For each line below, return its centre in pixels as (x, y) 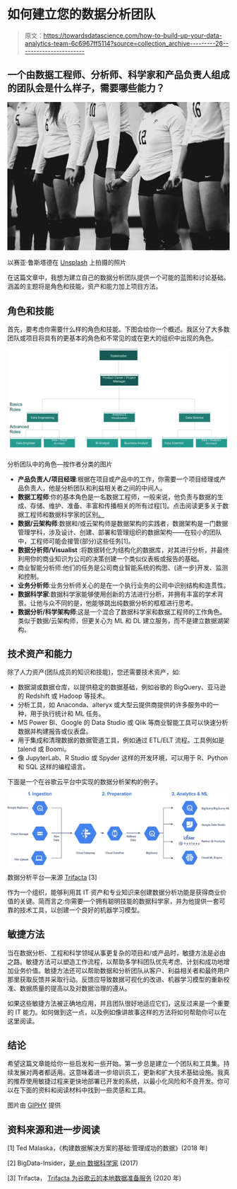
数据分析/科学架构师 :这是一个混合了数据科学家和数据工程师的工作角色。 (122, 611)
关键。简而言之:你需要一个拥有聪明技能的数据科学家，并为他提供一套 (120, 901)
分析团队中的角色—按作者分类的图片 (60, 464)
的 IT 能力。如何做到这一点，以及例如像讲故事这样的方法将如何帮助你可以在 (117, 1012)
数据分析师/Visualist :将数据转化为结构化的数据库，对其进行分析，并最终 (123, 550)
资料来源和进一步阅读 (54, 1130)
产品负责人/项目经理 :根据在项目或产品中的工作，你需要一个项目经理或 (119, 479)
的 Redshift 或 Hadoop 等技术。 (63, 696)
